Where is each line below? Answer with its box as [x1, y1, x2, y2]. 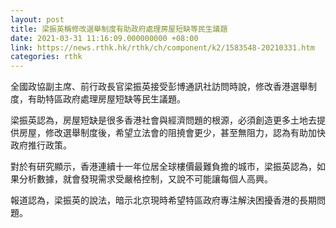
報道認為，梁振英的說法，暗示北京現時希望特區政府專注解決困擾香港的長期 [10, 194, 317, 206]
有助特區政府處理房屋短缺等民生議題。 [27, 93, 186, 105]
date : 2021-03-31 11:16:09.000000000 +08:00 [10, 33, 199, 43]
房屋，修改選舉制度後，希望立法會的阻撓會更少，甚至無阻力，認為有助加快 [18, 127, 326, 139]
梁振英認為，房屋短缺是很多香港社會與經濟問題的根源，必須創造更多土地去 [10, 114, 317, 126]
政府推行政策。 [10, 139, 72, 151]
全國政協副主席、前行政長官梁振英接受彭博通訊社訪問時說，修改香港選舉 [10, 81, 308, 93]
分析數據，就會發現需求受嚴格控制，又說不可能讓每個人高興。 [18, 173, 273, 185]
